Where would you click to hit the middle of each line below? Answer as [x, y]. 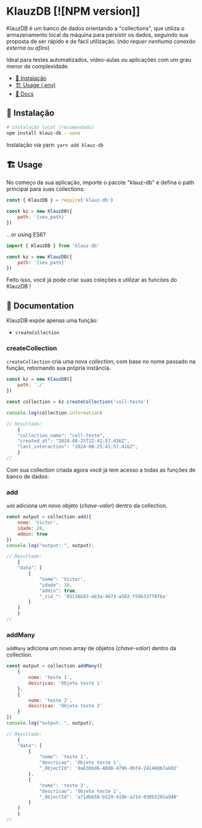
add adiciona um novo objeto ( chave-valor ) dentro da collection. [87, 506]
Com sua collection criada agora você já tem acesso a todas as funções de [101, 470]
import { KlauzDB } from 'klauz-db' [53, 246]
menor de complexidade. [38, 66]
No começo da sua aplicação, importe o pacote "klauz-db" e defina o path [100, 183]
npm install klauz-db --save [43, 133]
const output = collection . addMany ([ [54, 666]
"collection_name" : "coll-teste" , [61, 435]
